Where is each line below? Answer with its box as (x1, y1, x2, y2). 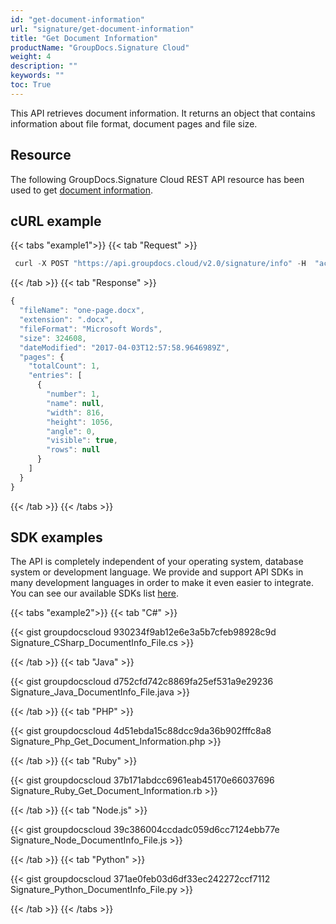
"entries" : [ (28, 371, 83, 381)
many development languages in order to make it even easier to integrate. (10, 577, 314, 589)
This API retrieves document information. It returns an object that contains (10, 107, 316, 119)
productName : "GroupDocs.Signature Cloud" (10, 42, 190, 53)
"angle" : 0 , (46, 426, 97, 436)
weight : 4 (10, 52, 52, 62)
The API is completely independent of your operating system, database (10, 556, 304, 568)
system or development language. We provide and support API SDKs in (10, 566, 304, 578)
